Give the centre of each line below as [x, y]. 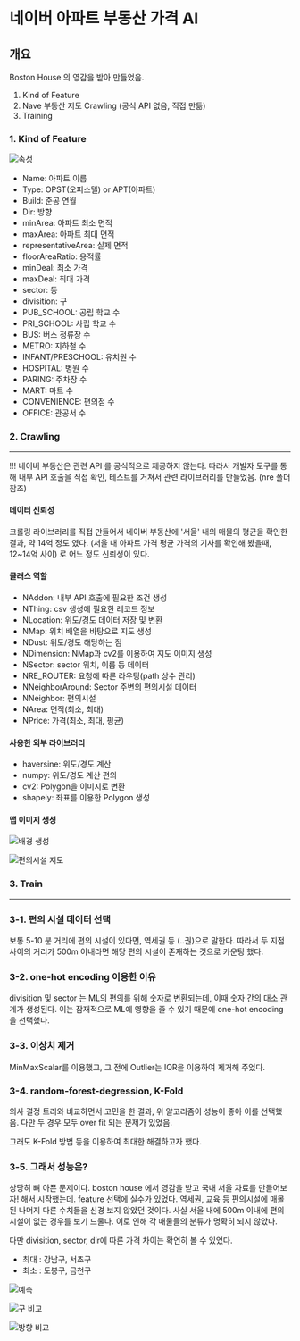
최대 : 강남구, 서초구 [57, 1260]
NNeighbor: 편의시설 [59, 698]
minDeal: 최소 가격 [55, 268]
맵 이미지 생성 [33, 819]
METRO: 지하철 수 [54, 346]
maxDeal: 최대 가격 [56, 279]
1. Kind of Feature [48, 138]
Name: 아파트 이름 [54, 179]
